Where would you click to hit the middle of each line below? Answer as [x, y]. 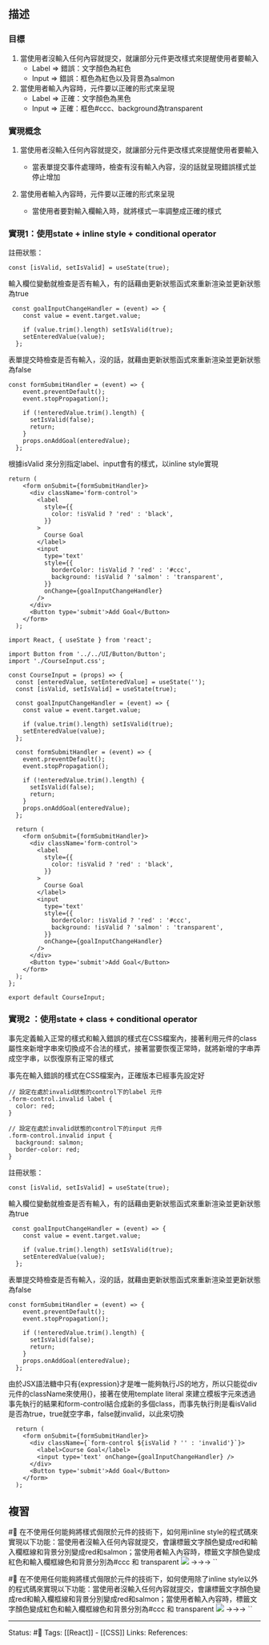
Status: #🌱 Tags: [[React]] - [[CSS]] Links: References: [98, 1633]
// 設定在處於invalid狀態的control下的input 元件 [85, 1128]
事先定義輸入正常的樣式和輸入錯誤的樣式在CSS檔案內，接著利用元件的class [133, 1038]
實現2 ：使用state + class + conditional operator [103, 1020]
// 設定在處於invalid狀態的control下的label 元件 [85, 1092]
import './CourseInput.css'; [57, 662]
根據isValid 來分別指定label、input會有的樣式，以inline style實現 [113, 464]
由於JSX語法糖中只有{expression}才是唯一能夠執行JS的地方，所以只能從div [133, 1383]
